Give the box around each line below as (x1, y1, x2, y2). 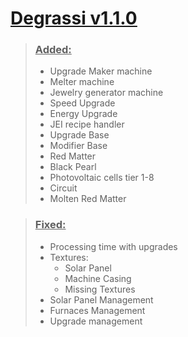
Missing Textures (64, 283, 136, 295)
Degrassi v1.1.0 (10, 7, 138, 30)
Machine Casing (64, 272, 132, 284)
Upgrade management (49, 315, 143, 327)
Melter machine (49, 76, 115, 88)
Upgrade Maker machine (49, 65, 153, 77)
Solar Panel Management (49, 293, 154, 306)
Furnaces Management (49, 304, 146, 316)
